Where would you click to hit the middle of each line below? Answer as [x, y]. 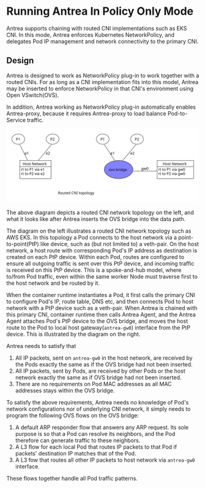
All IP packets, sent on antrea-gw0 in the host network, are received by [104, 358]
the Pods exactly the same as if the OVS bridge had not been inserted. [104, 364]
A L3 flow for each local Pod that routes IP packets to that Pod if [96, 447]
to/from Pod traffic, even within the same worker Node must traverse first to [102, 276]
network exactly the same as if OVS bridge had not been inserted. [98, 377]
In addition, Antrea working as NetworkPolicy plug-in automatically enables [101, 107]
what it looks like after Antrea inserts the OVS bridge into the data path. [96, 219]
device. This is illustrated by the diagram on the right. [73, 334]
